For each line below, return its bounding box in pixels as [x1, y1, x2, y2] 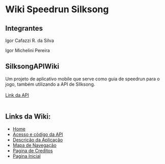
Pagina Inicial [12, 153, 41, 159]
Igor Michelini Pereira [5, 48, 50, 53]
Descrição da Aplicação [12, 136, 63, 143]
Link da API [5, 92, 29, 98]
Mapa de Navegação [12, 142, 57, 148]
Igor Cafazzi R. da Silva [5, 37, 54, 43]
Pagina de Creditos [12, 147, 53, 154]
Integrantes [5, 24, 43, 33]
